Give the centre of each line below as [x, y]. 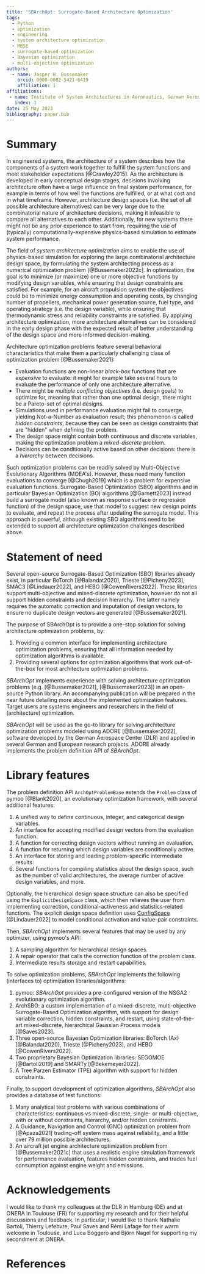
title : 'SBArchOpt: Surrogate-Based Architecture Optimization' [90, 12]
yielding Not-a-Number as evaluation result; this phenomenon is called [104, 417]
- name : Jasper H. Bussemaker [50, 74]
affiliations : [24, 91]
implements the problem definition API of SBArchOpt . [73, 751]
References [36, 1264]
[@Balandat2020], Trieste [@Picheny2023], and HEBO [84, 1045]
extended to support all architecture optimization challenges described [95, 526]
